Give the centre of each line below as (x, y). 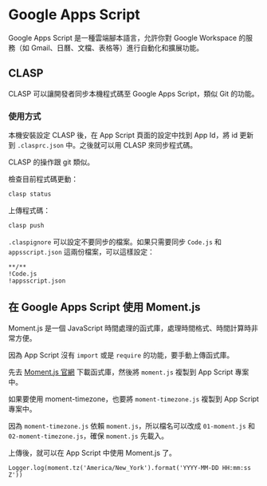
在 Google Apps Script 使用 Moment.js (104, 308)
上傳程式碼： (29, 210)
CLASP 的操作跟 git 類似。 (51, 162)
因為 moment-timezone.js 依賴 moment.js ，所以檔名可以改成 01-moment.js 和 (132, 425)
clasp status (30, 194)
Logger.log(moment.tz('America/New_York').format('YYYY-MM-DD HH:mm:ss (130, 468)
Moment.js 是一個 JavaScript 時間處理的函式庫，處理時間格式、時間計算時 (130, 328)
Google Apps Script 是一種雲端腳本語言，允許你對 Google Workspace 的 (127, 38)
